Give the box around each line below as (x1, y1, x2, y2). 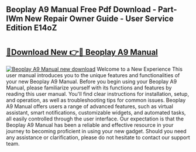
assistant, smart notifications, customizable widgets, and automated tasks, (6, 109, 186, 116)
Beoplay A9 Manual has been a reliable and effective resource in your (6, 122, 174, 128)
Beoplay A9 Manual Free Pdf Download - (6, 5, 157, 15)
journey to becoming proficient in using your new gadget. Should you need (6, 128, 187, 134)
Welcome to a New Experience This (96, 65, 183, 72)
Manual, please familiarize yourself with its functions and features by (6, 84, 172, 91)
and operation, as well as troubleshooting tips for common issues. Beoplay (6, 96, 186, 103)
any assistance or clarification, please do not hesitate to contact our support (6, 134, 190, 141)
